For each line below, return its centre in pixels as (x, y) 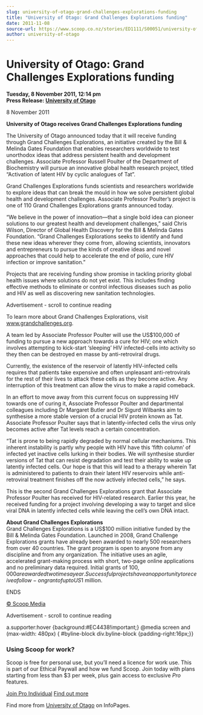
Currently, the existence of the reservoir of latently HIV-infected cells (92, 366)
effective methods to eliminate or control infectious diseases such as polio (99, 287)
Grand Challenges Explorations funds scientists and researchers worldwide (100, 186)
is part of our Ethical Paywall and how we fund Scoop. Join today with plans (101, 669)
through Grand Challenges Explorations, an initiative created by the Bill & (97, 142)
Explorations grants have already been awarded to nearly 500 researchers (99, 542)
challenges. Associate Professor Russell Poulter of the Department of (92, 162)
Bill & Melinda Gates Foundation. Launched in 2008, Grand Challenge (92, 535)
